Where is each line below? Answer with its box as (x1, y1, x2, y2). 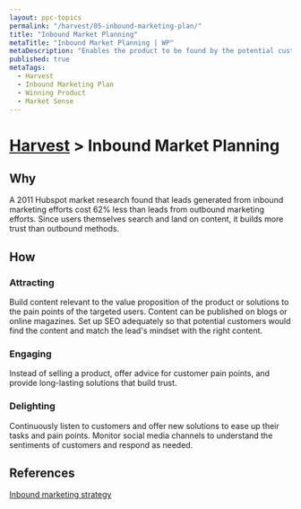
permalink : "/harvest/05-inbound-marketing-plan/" (9, 22, 202, 31)
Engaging (9, 347, 52, 360)
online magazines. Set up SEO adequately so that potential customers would (9, 316, 291, 327)
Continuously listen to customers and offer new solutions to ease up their (9, 420, 279, 431)
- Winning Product (17, 88, 87, 97)
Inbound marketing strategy (9, 489, 112, 500)
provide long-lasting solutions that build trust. (9, 378, 177, 389)
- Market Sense (17, 96, 74, 106)
